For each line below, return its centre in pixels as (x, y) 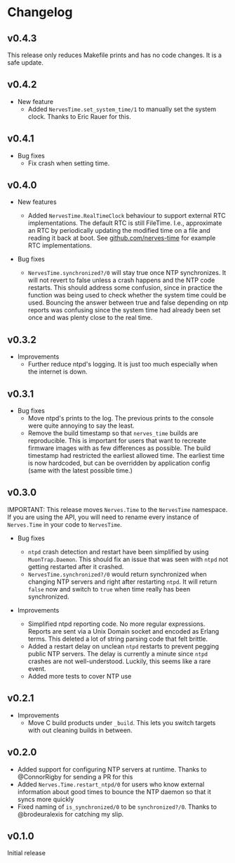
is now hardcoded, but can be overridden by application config (119, 463)
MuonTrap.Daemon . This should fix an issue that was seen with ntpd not (128, 559)
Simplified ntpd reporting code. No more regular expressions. (116, 624)
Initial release (26, 853)
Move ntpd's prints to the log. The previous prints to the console (121, 418)
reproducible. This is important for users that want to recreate (117, 441)
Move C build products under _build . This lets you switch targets (122, 722)
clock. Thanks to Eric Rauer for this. (79, 116)
